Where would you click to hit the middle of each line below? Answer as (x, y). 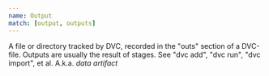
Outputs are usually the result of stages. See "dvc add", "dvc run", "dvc (142, 54)
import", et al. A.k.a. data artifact (63, 63)
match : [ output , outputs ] (52, 23)
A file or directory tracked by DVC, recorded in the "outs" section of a (124, 46)
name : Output (30, 16)
